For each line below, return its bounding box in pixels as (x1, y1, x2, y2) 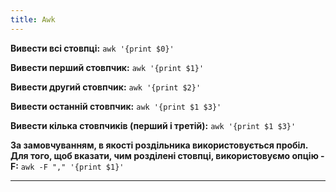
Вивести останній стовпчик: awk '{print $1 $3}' (10, 100, 222, 112)
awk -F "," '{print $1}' (20, 162, 125, 172)
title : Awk (10, 14, 56, 25)
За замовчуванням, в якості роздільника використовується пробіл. (10, 139, 309, 151)
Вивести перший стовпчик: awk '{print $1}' (10, 61, 205, 73)
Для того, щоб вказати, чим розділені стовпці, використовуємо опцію (10, 149, 319, 161)
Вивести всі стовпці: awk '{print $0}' (10, 42, 175, 54)
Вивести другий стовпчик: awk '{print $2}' (10, 81, 202, 93)
